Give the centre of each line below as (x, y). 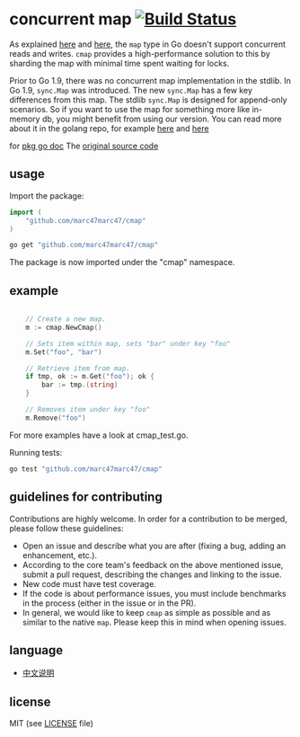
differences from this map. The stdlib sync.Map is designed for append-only (148, 100)
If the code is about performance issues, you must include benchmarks (154, 593)
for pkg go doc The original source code (84, 146)
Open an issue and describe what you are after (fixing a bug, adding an (154, 546)
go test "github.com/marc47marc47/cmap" (86, 469)
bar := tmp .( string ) (80, 385)
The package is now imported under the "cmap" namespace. (122, 262)
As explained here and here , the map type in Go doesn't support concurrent (147, 44)
